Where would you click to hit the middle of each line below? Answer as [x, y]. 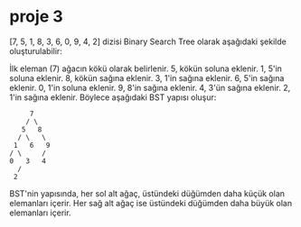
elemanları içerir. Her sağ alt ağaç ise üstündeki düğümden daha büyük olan [150, 203]
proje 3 [36, 17]
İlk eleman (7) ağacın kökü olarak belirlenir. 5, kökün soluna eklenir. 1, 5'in [146, 68]
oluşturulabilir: [36, 50]
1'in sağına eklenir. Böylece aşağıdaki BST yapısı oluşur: [113, 97]
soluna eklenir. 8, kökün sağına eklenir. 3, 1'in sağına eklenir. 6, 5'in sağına [147, 77]
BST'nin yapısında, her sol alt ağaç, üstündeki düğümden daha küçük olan [147, 193]
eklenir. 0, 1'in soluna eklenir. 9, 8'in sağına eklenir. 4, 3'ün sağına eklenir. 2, [150, 87]
